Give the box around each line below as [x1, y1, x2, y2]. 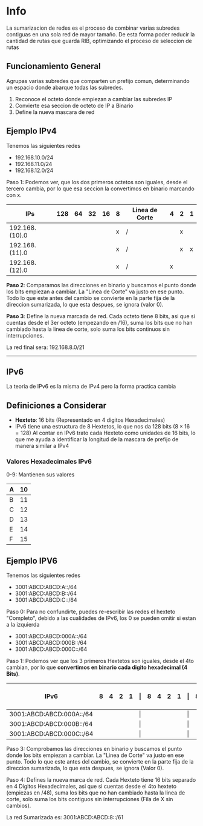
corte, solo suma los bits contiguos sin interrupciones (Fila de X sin [6, 796, 173, 803]
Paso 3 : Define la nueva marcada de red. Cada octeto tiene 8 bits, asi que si [6, 312, 195, 319]
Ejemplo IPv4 [6, 126, 57, 136]
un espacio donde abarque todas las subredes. [6, 84, 124, 91]
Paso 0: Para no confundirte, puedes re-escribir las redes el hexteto [6, 608, 176, 616]
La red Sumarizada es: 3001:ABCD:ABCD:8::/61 [6, 814, 124, 821]
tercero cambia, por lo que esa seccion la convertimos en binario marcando [6, 185, 195, 192]
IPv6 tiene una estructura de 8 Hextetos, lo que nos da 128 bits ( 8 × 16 [14, 423, 190, 430]
